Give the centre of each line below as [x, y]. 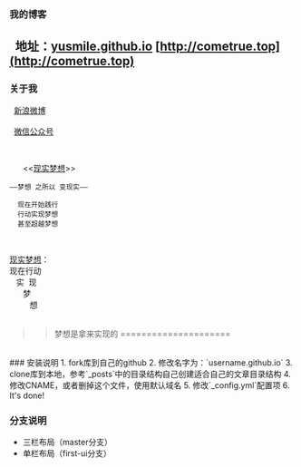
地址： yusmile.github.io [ [87, 47]
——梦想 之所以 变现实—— [49, 187]
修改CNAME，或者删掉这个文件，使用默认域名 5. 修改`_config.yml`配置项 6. [150, 385]
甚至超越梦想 [38, 224]
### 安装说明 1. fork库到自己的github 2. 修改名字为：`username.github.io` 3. [151, 362]
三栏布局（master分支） [68, 442]
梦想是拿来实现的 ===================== [142, 334]
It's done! [27, 395]
